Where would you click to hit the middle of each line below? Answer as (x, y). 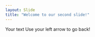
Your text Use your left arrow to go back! (48, 29)
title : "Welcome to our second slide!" (47, 15)
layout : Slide (20, 10)
